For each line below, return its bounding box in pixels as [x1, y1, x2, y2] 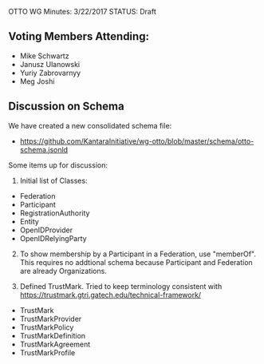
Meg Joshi [19, 76, 55, 86]
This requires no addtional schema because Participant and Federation [19, 257, 253, 267]
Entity [19, 216, 40, 226]
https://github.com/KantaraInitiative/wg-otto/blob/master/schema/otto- [19, 136, 254, 146]
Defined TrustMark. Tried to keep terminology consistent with [19, 281, 223, 291]
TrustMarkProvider [19, 314, 82, 323]
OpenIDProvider [19, 225, 73, 235]
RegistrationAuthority [19, 208, 90, 218]
